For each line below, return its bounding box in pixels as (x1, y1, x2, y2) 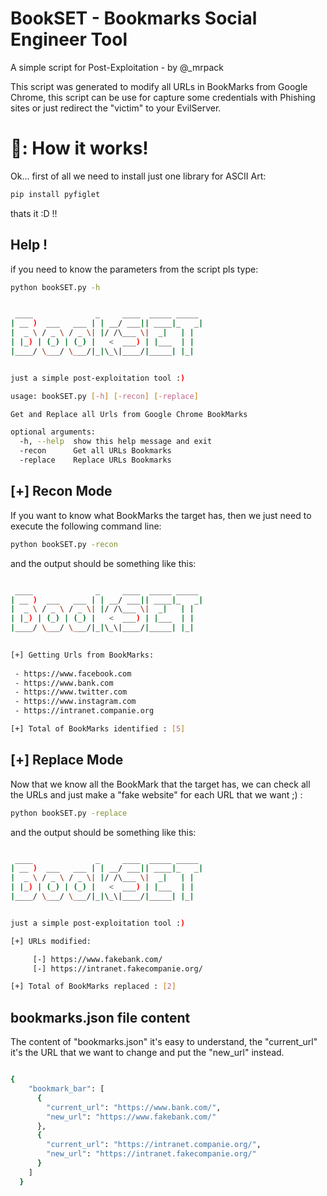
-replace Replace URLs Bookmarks (19, 455, 172, 466)
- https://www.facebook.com (14, 668, 132, 679)
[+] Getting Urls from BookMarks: (10, 650, 155, 660)
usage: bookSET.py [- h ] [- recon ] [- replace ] (10, 391, 199, 401)
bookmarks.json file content (10, 1009, 191, 1026)
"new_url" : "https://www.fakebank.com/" (46, 1112, 217, 1122)
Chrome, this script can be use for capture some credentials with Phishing (10, 91, 316, 103)
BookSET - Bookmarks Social (10, 7, 258, 30)
